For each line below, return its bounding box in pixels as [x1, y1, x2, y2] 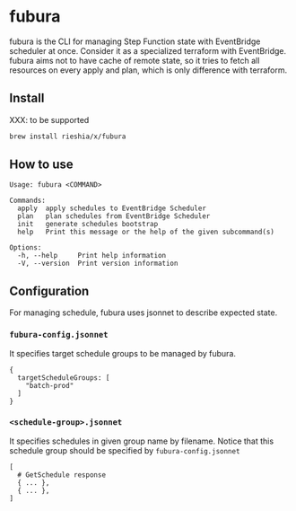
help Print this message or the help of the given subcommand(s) [17, 227, 275, 237]
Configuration [9, 283, 90, 298]
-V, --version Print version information [17, 259, 178, 269]
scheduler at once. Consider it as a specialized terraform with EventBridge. [9, 45, 287, 56]
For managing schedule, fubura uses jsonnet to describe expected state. [9, 307, 278, 318]
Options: [9, 243, 42, 252]
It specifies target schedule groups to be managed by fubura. [9, 348, 236, 358]
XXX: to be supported [9, 114, 90, 125]
